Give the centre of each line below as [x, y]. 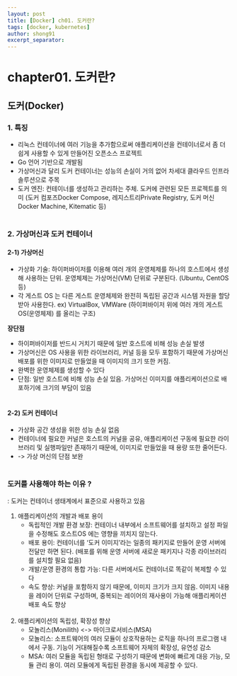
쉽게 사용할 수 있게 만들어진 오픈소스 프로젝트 [80, 153]
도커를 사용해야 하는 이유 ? [50, 484]
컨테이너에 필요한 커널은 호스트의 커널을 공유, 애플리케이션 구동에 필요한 [117, 439]
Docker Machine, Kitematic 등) [62, 206]
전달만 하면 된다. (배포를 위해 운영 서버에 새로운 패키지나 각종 [112, 551]
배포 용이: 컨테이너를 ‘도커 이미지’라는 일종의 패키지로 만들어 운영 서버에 [127, 542]
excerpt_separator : [36, 40]
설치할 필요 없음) [59, 560]
